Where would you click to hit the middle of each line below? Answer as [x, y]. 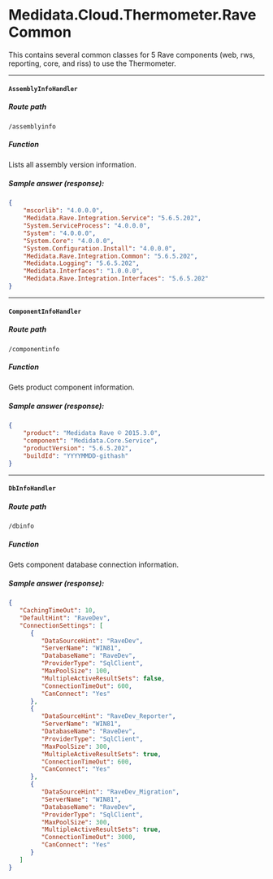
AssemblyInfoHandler [43, 89]
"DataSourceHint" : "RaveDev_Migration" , [110, 792]
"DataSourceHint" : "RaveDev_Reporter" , [108, 716]
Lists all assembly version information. [72, 165]
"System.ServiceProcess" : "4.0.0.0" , [87, 226]
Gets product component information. [71, 387]
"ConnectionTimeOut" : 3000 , [89, 838]
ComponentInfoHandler [45, 311]
